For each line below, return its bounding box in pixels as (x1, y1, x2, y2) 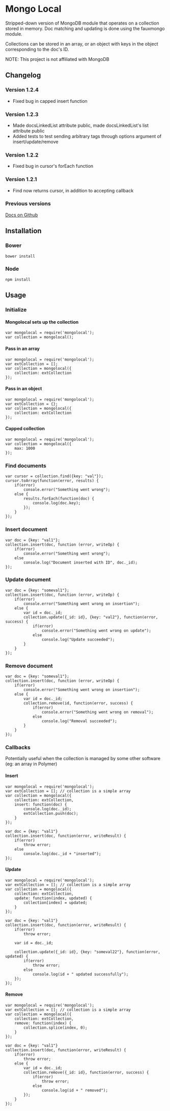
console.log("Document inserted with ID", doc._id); (23, 560, 138, 565)
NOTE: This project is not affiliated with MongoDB (5, 56, 109, 62)
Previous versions (5, 200, 51, 207)
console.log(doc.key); (32, 501, 81, 506)
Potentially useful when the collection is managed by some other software (5, 756, 161, 762)
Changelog (5, 71, 41, 80)
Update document (5, 576, 51, 583)
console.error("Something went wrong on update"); (41, 628, 152, 633)
